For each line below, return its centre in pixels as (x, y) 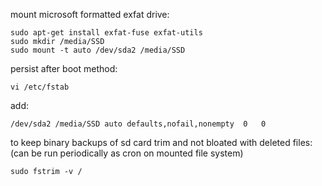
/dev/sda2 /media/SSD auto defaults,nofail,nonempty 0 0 (138, 124)
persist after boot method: (64, 68)
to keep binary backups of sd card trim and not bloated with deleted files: (161, 142)
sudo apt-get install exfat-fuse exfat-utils (106, 33)
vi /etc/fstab (40, 87)
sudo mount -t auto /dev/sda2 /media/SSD (98, 50)
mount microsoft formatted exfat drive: (90, 14)
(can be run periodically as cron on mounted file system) (127, 153)
